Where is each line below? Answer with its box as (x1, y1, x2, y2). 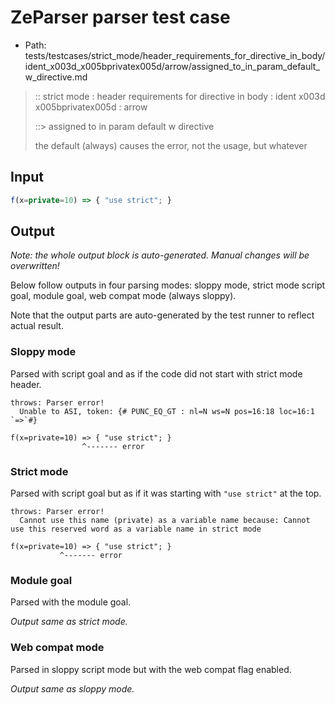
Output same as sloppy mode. (10, 682, 135, 695)
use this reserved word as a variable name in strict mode (10, 524, 262, 535)
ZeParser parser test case (10, 6, 231, 29)
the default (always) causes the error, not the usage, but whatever (34, 139, 308, 151)
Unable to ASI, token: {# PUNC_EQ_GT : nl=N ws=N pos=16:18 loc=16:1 (19, 406, 315, 416)
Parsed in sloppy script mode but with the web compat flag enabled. (10, 663, 292, 675)
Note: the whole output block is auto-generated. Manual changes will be (10, 249, 310, 261)
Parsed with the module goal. (10, 596, 132, 608)
